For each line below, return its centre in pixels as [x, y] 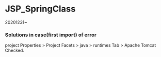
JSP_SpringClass [40, 9]
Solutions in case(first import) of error [51, 35]
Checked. [15, 50]
